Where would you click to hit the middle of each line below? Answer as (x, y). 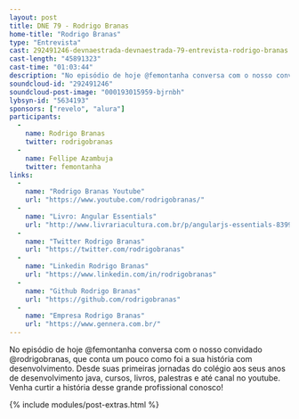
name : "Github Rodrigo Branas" (83, 291)
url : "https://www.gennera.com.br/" (93, 325)
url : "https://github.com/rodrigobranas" (103, 300)
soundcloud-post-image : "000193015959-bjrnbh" (97, 92)
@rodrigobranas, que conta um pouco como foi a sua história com (131, 359)
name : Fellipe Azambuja (69, 158)
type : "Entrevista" (45, 42)
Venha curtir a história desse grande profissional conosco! (117, 387)
